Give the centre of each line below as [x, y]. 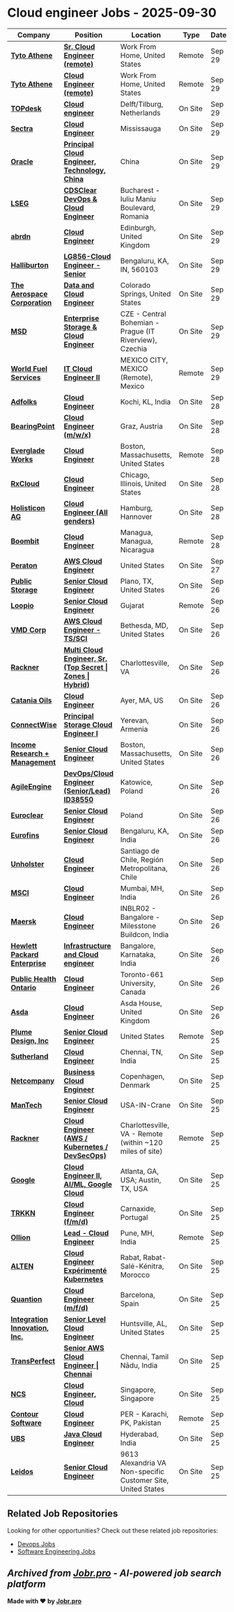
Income [23, 744]
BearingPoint [33, 426]
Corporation [31, 302]
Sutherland [30, 1056]
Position [89, 35]
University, [138, 983]
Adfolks [24, 402]
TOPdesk [26, 108]
